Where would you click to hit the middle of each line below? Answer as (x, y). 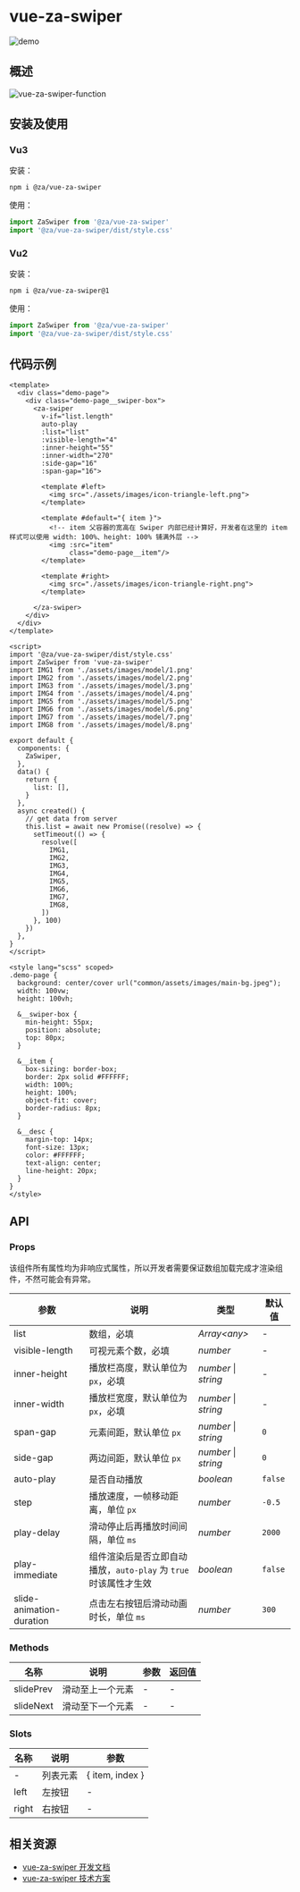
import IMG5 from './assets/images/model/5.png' (101, 702)
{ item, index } (115, 1775)
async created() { (52, 811)
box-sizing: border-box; (71, 1069)
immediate (36, 1575)
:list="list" (66, 432)
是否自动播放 (116, 1479)
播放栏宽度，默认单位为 (138, 1398)
